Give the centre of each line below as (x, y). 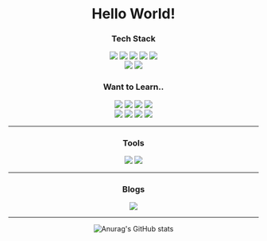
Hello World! (133, 14)
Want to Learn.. (133, 87)
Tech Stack (133, 39)
